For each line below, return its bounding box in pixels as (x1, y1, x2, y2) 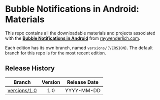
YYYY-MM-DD (64, 87, 101, 94)
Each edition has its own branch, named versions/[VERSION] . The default (5, 45, 153, 50)
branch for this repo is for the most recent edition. (5, 50, 106, 56)
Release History (5, 64, 55, 73)
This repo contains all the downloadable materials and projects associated (5, 30, 156, 36)
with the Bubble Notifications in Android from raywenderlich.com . (5, 35, 140, 41)
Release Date (67, 78, 99, 85)
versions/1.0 (7, 87, 37, 94)
